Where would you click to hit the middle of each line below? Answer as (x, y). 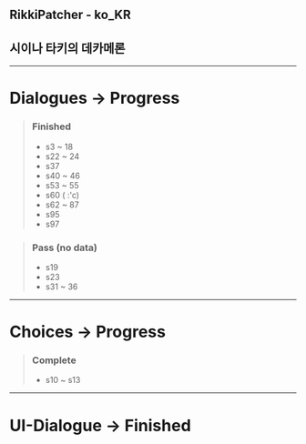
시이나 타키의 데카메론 (67, 48)
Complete (54, 360)
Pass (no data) (64, 247)
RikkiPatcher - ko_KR (71, 15)
